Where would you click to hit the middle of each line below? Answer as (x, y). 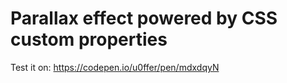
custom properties (89, 39)
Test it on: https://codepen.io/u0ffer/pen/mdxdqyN (115, 67)
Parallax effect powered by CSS (144, 18)
